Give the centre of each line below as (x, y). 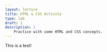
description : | (20, 27)
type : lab (15, 18)
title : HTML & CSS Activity (33, 14)
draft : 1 (14, 23)
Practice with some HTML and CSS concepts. (58, 32)
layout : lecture (21, 9)
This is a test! (18, 45)
